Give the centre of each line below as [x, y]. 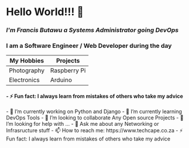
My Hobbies [27, 61]
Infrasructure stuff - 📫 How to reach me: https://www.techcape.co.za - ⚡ [94, 130]
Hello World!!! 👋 [45, 12]
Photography [27, 71]
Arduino [61, 80]
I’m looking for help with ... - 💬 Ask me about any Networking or [83, 124]
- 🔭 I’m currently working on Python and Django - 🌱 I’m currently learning [94, 111]
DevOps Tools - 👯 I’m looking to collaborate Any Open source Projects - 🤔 [95, 117]
